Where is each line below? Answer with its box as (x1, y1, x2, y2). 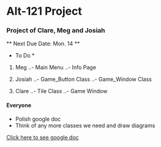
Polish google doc (15, 115, 61, 123)
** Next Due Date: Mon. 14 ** (6, 40, 80, 47)
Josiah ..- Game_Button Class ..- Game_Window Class (15, 75, 152, 83)
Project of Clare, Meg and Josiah (6, 26, 105, 35)
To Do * (15, 52, 35, 59)
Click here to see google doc (6, 134, 80, 141)
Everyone (6, 102, 32, 109)
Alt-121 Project (6, 4, 83, 18)
